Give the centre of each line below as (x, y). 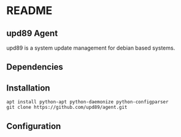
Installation (28, 88)
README (29, 11)
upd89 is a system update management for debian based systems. (91, 48)
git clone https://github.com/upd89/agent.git (67, 108)
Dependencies (35, 67)
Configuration (34, 126)
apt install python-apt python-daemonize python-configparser (87, 102)
